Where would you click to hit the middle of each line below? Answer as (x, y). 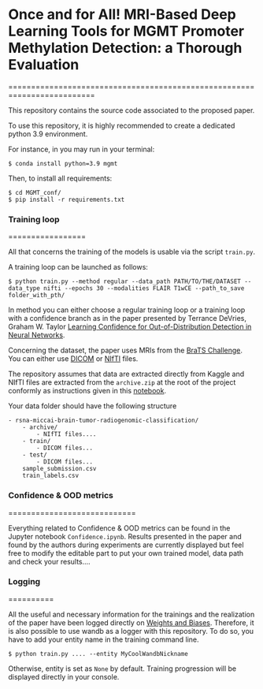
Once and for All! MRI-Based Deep (122, 15)
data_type (24, 289)
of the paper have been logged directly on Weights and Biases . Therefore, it (131, 622)
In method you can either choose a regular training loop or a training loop (127, 310)
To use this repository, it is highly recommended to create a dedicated (122, 125)
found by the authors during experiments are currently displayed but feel (126, 545)
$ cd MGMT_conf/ (35, 192)
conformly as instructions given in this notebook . (87, 391)
